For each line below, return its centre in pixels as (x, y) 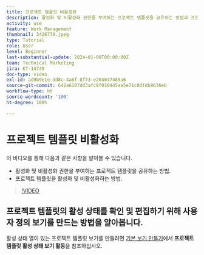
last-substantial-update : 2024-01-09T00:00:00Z (68, 57)
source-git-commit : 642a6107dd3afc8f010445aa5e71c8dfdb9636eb (87, 86)
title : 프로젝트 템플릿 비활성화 (42, 12)
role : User (20, 46)
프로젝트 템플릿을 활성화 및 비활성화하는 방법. (69, 178)
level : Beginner (27, 52)
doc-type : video (27, 74)
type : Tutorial (25, 40)
